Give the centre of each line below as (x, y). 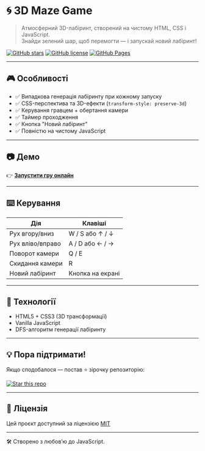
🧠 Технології (31, 301)
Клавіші (94, 223)
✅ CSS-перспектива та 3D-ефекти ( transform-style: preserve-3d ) (101, 103)
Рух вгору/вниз (32, 234)
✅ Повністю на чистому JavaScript (60, 131)
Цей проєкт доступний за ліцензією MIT (59, 423)
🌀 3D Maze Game (49, 11)
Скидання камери (36, 264)
